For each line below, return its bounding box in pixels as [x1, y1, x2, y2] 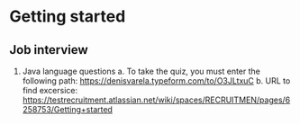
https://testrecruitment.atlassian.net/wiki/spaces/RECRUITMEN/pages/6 [22, 94, 291, 105]
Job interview [9, 42, 88, 58]
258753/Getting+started [22, 104, 113, 114]
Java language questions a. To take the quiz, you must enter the [22, 66, 261, 76]
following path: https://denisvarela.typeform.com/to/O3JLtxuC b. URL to [22, 75, 291, 86]
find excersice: [22, 85, 78, 95]
